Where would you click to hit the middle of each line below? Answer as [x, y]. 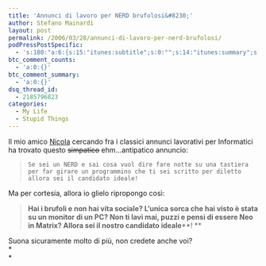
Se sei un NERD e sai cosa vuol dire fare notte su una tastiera [138, 164]
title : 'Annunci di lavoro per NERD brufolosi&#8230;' [101, 15]
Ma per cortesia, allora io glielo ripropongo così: [87, 193]
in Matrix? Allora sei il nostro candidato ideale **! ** [115, 225]
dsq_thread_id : [33, 89]
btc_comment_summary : [44, 75]
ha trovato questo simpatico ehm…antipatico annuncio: [98, 150]
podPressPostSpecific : [46, 45]
